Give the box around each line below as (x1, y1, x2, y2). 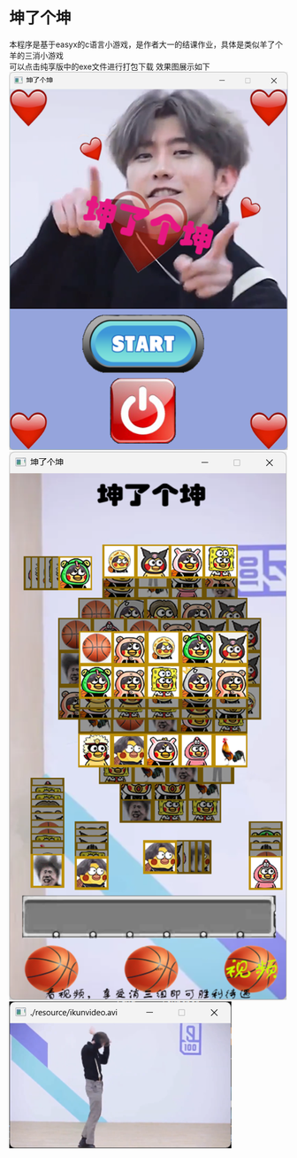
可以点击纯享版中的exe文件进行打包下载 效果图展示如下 (9, 61, 210, 72)
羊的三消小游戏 (9, 50, 64, 60)
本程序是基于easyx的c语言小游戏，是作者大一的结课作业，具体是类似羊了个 (9, 39, 284, 50)
